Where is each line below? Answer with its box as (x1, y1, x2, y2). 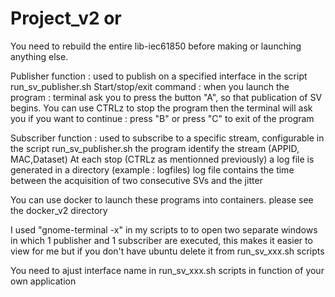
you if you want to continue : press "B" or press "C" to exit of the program (10, 112, 315, 124)
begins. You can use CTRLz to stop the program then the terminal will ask (10, 102, 313, 114)
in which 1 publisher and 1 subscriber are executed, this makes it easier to (10, 234, 313, 246)
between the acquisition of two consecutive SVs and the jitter (10, 174, 263, 186)
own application (10, 275, 77, 287)
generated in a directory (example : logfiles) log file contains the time (10, 163, 295, 176)
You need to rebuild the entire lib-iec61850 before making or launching (10, 40, 302, 52)
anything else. (10, 50, 69, 62)
